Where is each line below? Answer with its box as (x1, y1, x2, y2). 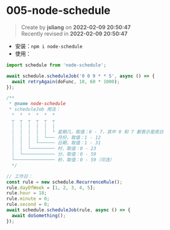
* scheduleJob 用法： (8, 106, 61, 112)
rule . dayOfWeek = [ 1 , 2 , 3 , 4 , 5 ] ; (6, 185, 96, 191)
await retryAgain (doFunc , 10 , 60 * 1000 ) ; (11, 78, 120, 85)
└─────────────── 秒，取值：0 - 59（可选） (11, 157, 115, 163)
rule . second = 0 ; (6, 202, 50, 208)
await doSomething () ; (11, 212, 66, 219)
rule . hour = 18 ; (6, 190, 47, 196)
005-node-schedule (6, 4, 110, 18)
